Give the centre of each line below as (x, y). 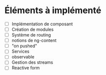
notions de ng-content (34, 40)
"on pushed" (24, 46)
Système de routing (31, 35)
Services (20, 52)
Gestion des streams (32, 62)
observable (23, 57)
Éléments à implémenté (53, 10)
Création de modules (33, 29)
